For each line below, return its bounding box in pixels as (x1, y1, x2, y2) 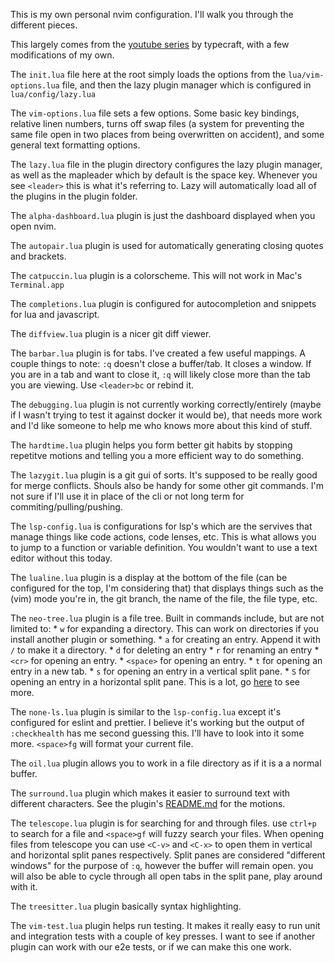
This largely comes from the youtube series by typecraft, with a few (10, 39, 290, 50)
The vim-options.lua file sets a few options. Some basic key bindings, (10, 107, 300, 119)
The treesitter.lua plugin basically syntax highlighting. (10, 900, 242, 912)
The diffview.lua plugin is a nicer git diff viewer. (10, 328, 212, 339)
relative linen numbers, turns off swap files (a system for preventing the (10, 118, 305, 129)
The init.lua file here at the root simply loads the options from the (10, 69, 287, 80)
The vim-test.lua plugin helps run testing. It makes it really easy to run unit (10, 920, 321, 931)
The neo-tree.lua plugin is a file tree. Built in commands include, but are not (10, 612, 325, 624)
